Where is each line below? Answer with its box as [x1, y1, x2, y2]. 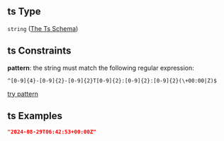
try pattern [7, 90, 39, 98]
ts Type [7, 6, 41, 18]
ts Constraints [7, 45, 72, 57]
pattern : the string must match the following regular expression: [7, 63, 194, 72]
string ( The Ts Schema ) [7, 24, 79, 32]
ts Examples [7, 110, 62, 122]
